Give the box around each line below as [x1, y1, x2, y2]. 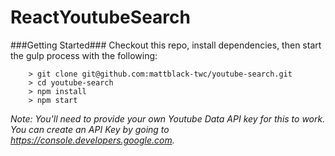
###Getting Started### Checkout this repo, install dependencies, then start [10, 39, 322, 51]
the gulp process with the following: [10, 49, 158, 61]
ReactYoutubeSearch [10, 6, 191, 29]
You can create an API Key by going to [10, 123, 170, 135]
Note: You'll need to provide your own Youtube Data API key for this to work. [10, 112, 326, 125]
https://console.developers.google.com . [10, 134, 175, 146]
